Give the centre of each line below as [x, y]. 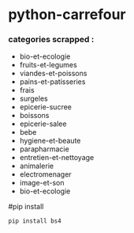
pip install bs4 [35, 221]
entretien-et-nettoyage [57, 158]
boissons [34, 116]
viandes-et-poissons [53, 74]
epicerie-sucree [46, 107]
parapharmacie [44, 149]
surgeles [34, 99]
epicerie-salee [43, 124]
